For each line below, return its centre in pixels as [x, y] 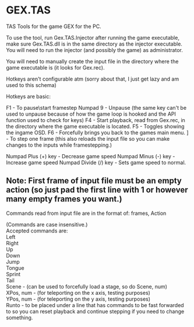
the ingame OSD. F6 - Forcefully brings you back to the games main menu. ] [97, 133]
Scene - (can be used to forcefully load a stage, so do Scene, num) [87, 286]
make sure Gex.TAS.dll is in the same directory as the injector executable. [94, 44]
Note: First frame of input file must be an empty [94, 181]
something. [20, 317]
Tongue [15, 268]
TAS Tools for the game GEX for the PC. [54, 26]
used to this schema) [31, 85]
